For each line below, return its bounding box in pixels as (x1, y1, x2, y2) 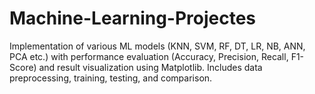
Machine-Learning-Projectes (9, 7, 257, 30)
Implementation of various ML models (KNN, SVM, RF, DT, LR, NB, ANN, (9, 40, 306, 52)
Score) (9, 61, 37, 73)
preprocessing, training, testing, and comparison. (9, 72, 213, 84)
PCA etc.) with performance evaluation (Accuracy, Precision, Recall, (9, 50, 289, 62)
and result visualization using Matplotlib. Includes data (38, 61, 263, 73)
